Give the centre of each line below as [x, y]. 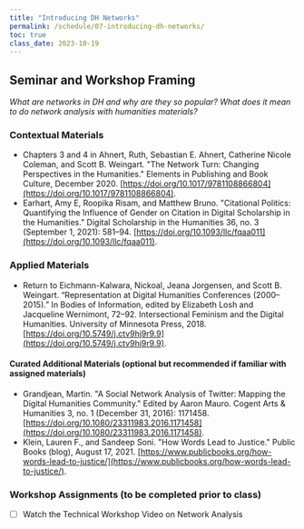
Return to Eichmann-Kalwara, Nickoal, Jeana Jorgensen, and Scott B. [152, 285]
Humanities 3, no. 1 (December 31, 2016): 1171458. [116, 413]
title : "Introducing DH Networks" [75, 18]
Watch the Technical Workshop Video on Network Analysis [132, 514]
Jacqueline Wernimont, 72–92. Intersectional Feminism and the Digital [153, 314]
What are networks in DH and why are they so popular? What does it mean [150, 102]
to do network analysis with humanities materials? [103, 112]
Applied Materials [49, 265]
